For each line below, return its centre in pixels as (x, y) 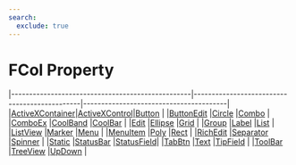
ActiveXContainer (43, 113)
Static (59, 142)
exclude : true (42, 26)
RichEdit (212, 132)
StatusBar (93, 142)
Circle (223, 113)
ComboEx (29, 123)
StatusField (136, 142)
